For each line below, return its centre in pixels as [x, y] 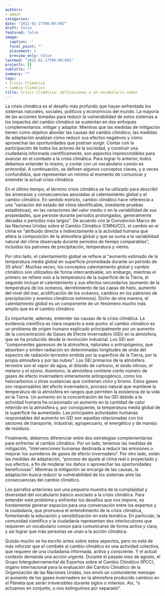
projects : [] [18, 65]
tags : [11, 78]
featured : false [22, 33]
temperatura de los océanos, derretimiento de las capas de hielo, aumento [81, 288]
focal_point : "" [26, 46]
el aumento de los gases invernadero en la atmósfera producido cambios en [82, 578]
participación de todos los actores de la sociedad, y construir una [72, 148]
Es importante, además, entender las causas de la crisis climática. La [75, 318]
